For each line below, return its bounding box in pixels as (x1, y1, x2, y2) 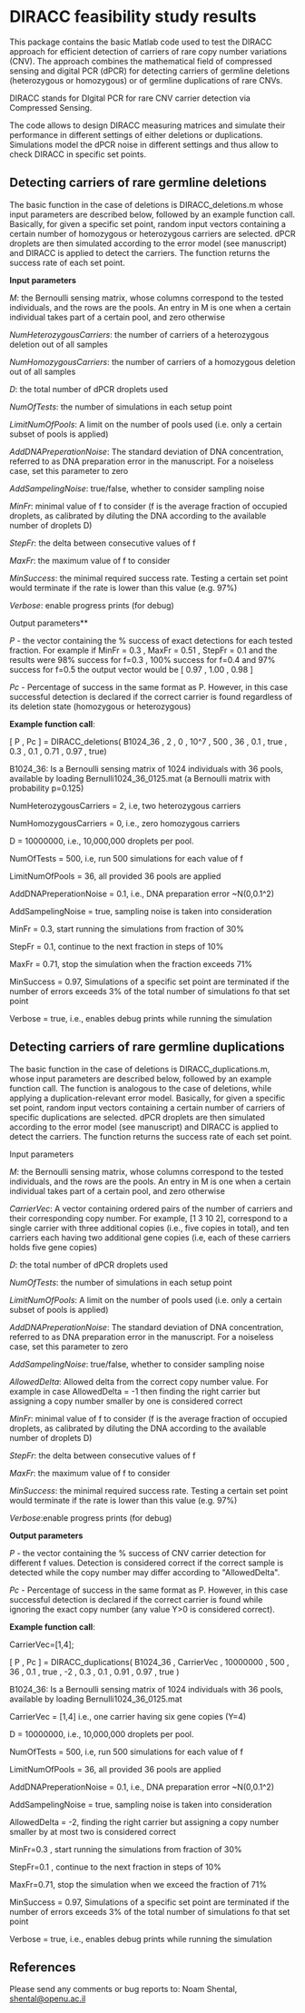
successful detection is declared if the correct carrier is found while (9, 1594, 263, 1604)
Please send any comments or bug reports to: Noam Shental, (9, 1984, 238, 1995)
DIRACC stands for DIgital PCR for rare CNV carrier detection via (9, 93, 251, 104)
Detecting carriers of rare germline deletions (9, 175, 268, 191)
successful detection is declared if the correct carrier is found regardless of (9, 691, 293, 702)
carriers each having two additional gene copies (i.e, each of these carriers (9, 1232, 291, 1243)
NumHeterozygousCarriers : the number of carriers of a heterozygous (9, 329, 270, 340)
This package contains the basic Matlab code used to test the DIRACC (9, 36, 272, 47)
